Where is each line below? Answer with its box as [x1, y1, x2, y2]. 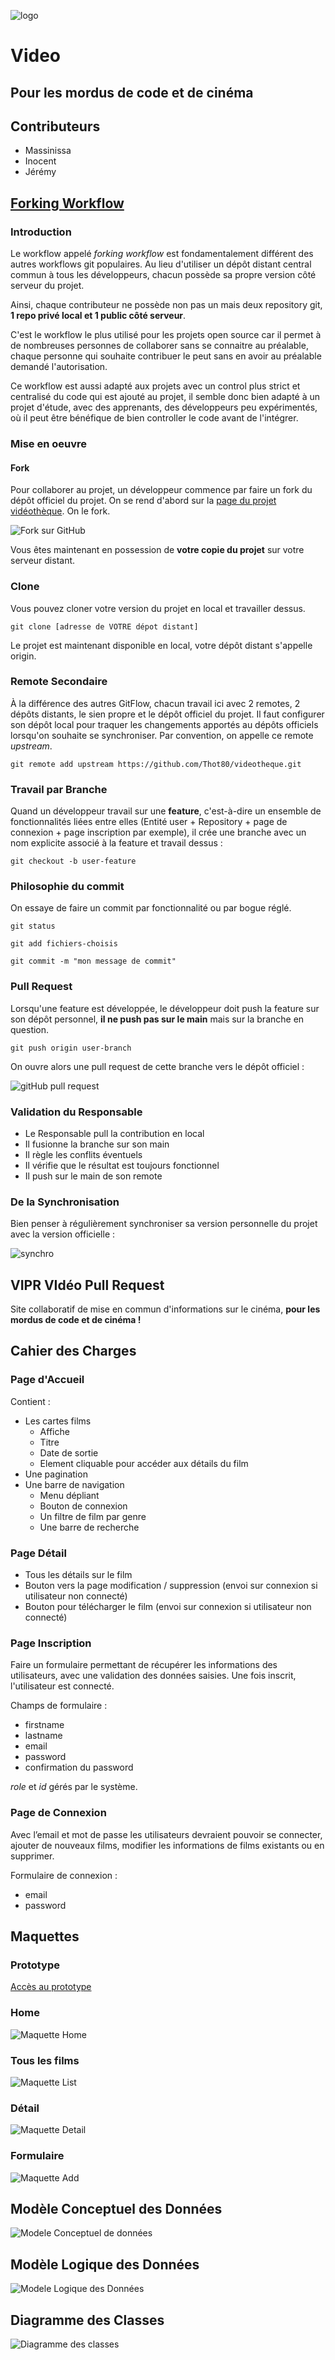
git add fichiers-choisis [10, 939, 118, 949]
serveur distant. [10, 555, 76, 567]
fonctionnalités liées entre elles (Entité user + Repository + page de [10, 816, 288, 828]
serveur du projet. [10, 280, 85, 292]
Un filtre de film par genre [39, 1510, 147, 1522]
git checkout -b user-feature [10, 856, 137, 867]
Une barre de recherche [39, 1521, 140, 1533]
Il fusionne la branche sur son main [24, 1138, 170, 1150]
